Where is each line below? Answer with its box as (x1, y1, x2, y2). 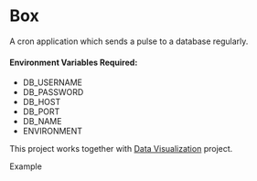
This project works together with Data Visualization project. (9, 144, 233, 154)
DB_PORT (22, 106, 60, 117)
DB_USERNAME (22, 77, 82, 88)
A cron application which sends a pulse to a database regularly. (9, 36, 249, 47)
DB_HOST (22, 97, 61, 108)
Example (9, 161, 43, 172)
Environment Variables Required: (9, 57, 138, 68)
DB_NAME (22, 116, 62, 127)
